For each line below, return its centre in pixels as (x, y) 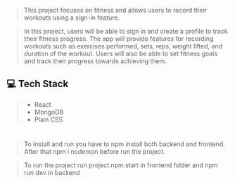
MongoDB (49, 112)
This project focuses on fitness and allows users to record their (115, 10)
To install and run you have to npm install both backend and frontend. (125, 144)
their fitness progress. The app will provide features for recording (119, 39)
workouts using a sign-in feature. (72, 18)
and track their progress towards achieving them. (95, 61)
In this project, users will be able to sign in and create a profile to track (126, 31)
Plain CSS (49, 119)
